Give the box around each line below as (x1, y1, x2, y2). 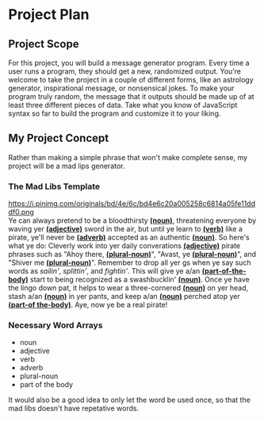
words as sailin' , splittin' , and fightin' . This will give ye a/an (8, 266, 201, 276)
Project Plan (8, 6, 90, 24)
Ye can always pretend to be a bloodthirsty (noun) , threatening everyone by (8, 216, 257, 225)
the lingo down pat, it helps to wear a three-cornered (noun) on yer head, (8, 283, 249, 293)
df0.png (8, 208, 34, 217)
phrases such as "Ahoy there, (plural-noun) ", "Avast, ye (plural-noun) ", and (8, 250, 256, 259)
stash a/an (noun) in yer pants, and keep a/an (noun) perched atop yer (8, 292, 240, 301)
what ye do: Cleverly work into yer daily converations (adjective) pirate (8, 241, 241, 251)
